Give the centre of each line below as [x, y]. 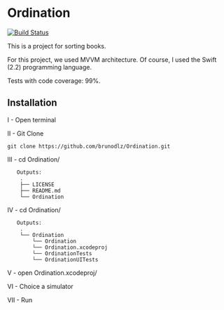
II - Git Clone [26, 133]
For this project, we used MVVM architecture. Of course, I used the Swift [112, 59]
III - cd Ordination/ [34, 159]
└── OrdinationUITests [65, 259]
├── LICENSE [37, 184]
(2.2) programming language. [50, 67]
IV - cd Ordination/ [34, 209]
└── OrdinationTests [62, 253]
